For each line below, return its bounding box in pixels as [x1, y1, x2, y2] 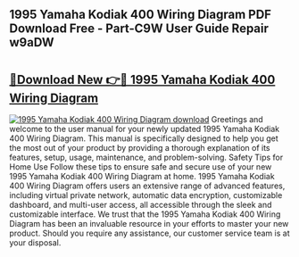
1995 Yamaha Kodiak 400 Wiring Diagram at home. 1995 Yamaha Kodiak [9, 171, 275, 181]
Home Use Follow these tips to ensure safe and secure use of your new [9, 162, 272, 172]
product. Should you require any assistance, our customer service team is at [9, 228, 290, 238]
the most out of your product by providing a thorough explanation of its [9, 143, 270, 153]
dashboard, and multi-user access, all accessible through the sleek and [9, 200, 272, 210]
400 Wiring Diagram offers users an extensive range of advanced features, [9, 180, 286, 191]
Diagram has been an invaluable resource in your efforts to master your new [9, 219, 289, 228]
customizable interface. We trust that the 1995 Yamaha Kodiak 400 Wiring [9, 209, 281, 220]
